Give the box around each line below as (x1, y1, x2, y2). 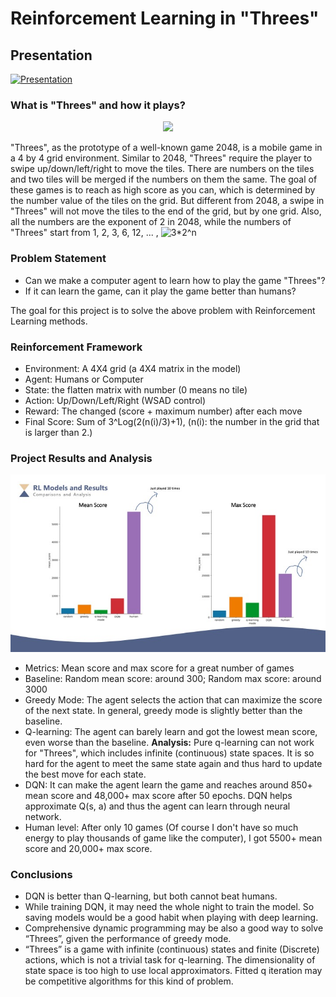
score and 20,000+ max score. (24, 842, 153, 854)
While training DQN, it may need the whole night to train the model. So (24, 900, 315, 912)
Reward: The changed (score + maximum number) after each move (24, 405, 303, 417)
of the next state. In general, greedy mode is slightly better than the (24, 704, 303, 716)
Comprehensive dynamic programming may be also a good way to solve (24, 922, 324, 934)
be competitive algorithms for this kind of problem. (24, 975, 234, 987)
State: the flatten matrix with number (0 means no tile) (24, 383, 248, 396)
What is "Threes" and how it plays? (10, 98, 186, 112)
